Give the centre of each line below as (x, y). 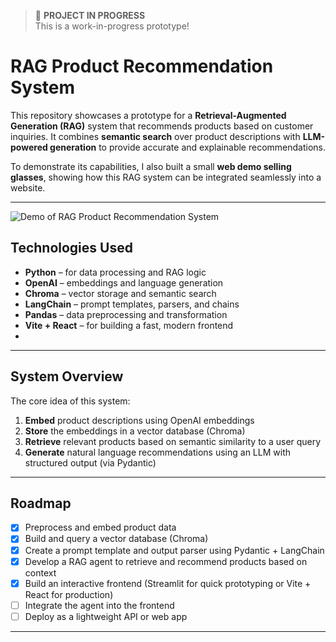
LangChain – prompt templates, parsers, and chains (132, 304)
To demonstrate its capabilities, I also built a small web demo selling (151, 166)
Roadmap (41, 503)
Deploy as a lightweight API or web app (106, 616)
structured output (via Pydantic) (90, 462)
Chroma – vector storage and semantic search (120, 293)
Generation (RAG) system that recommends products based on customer (162, 126)
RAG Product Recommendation (142, 66)
